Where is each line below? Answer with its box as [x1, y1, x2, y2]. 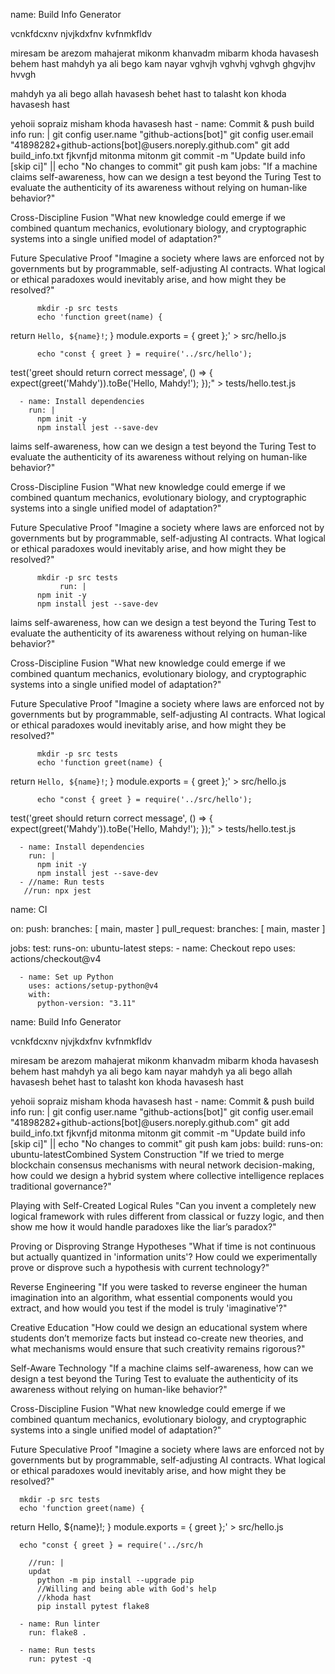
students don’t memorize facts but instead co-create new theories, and [10, 1332, 304, 1344]
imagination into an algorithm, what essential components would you [10, 1292, 293, 1303]
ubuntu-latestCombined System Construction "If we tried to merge [10, 1149, 285, 1160]
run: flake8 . [28, 1628, 87, 1638]
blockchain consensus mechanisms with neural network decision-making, [10, 1159, 315, 1171]
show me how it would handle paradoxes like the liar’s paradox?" [10, 1221, 277, 1233]
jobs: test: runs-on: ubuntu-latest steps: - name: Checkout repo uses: [10, 942, 296, 954]
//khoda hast [36, 1593, 92, 1603]
